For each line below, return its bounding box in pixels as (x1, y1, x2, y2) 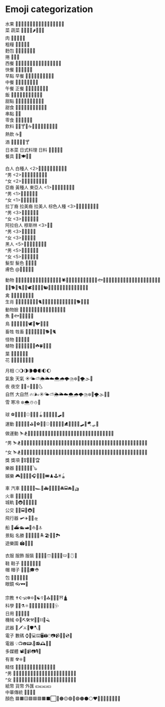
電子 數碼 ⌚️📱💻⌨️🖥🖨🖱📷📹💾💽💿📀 (5, 632, 73, 638)
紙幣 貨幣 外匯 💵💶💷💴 (5, 683, 52, 689)
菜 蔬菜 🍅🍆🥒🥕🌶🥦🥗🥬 (5, 27, 45, 33)
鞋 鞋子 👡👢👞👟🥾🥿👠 (5, 560, 42, 566)
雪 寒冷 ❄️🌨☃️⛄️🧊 (5, 399, 41, 405)
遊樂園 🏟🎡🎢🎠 (5, 540, 34, 546)
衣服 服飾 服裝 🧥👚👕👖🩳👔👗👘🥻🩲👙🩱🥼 (5, 552, 78, 558)
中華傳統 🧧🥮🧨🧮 (5, 689, 36, 695)
